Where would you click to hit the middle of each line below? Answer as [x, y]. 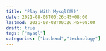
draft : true [20, 28]
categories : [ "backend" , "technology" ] [53, 39]
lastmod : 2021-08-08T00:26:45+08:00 [51, 22]
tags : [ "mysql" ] [26, 33]
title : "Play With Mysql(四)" [42, 11]
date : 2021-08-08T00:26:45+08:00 [47, 17]
